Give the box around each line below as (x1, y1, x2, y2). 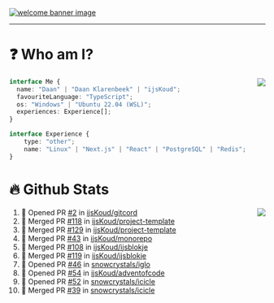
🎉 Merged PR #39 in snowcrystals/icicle (20, 285, 155, 295)
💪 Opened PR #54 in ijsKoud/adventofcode (20, 268, 165, 278)
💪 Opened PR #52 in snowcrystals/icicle (20, 276, 155, 286)
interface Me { (9, 77, 61, 85)
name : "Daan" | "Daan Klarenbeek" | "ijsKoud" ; (16, 85, 181, 93)
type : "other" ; (24, 138, 76, 146)
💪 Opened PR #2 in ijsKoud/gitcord (20, 207, 137, 217)
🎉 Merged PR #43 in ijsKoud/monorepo (20, 233, 153, 243)
